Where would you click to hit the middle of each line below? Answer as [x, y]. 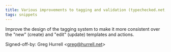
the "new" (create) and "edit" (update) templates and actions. [70, 34]
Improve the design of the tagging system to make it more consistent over [83, 29]
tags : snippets [21, 15]
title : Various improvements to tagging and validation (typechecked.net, [86, 10]
